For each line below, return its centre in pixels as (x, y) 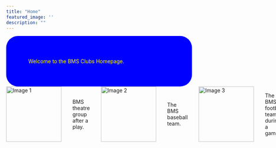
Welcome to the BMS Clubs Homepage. (77, 61)
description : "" (26, 22)
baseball (178, 117)
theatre (81, 108)
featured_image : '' (30, 17)
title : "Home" (24, 11)
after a (80, 120)
